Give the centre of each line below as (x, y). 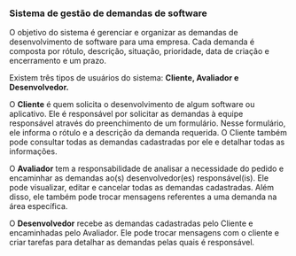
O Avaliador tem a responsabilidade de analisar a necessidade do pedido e (147, 169)
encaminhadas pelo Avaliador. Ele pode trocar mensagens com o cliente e (144, 233)
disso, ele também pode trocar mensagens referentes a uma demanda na (143, 197)
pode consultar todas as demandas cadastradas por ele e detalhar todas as (147, 142)
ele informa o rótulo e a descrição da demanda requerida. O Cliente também (148, 133)
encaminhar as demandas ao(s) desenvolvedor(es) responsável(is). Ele (139, 178)
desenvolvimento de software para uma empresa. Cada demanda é (132, 42)
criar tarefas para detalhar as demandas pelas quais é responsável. (132, 243)
